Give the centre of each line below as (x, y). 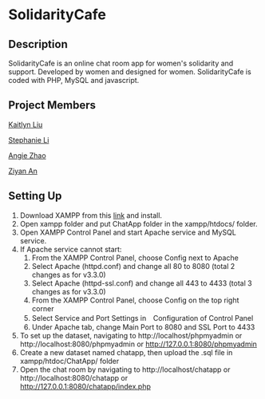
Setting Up (35, 196)
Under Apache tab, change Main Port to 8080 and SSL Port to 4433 (143, 327)
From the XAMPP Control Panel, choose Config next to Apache (135, 258)
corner (43, 308)
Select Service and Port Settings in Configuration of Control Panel (142, 318)
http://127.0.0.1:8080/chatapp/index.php (85, 386)
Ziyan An (23, 171)
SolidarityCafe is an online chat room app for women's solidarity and (121, 63)
